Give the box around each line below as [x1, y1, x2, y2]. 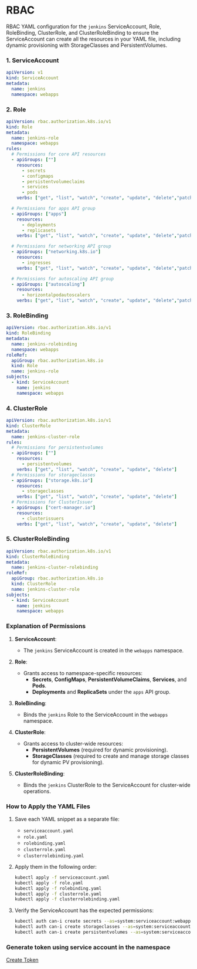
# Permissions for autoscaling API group [11, 276, 114, 282]
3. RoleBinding [6, 311, 49, 320]
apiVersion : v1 [6, 70, 43, 76]
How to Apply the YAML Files [6, 802, 91, 810]
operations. [23, 787, 51, 795]
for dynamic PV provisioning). [32, 758, 104, 765]
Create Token [6, 957, 39, 964]
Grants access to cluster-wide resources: [23, 740, 123, 747]
